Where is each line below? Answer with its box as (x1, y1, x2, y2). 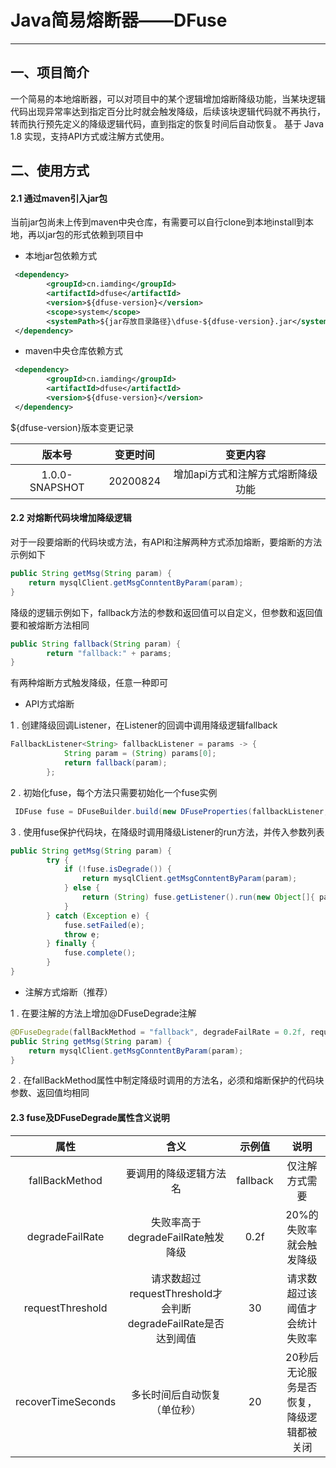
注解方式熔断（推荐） (24, 986, 113, 998)
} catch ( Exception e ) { (46, 911, 150, 921)
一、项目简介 (10, 64, 90, 81)
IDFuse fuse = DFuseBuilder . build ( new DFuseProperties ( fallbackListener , (14, 806, 329, 816)
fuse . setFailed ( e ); (63, 920, 145, 930)
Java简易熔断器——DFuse (10, 9, 228, 32)
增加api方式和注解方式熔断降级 (173, 467, 318, 481)
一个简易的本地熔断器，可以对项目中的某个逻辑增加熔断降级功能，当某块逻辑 (10, 92, 326, 105)
